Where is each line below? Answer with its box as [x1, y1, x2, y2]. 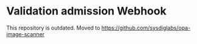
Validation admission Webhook [6, 4, 167, 18]
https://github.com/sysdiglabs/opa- [101, 24, 191, 31]
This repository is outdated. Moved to [6, 24, 100, 31]
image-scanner [6, 30, 45, 37]
